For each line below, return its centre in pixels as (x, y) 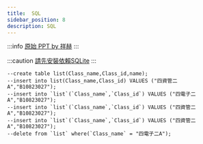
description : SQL (32, 26)
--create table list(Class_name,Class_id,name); (78, 74)
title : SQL (24, 13)
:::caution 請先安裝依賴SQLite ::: (52, 61)
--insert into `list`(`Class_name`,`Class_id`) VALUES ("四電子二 (101, 94)
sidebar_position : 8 (37, 20)
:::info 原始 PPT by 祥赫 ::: (43, 46)
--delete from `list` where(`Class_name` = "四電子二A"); (90, 134)
